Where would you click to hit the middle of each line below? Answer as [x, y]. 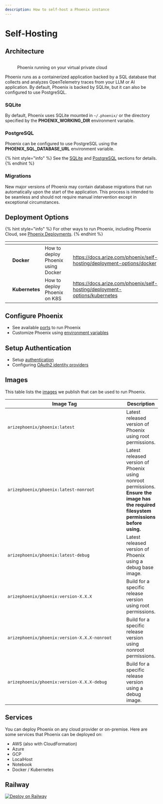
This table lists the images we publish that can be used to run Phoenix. [76, 392]
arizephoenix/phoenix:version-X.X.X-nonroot [60, 637]
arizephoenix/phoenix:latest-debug [49, 555]
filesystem [139, 511]
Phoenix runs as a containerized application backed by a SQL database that [81, 77]
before [134, 523]
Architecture [25, 51]
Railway [17, 785]
